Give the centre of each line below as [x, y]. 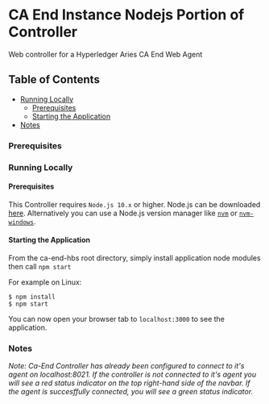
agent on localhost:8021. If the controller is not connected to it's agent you [132, 375]
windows [21, 222]
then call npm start [40, 267]
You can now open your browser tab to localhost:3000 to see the [117, 319]
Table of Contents [54, 79]
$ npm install [32, 297]
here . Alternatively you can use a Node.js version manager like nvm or [123, 213]
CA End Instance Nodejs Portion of [126, 15]
